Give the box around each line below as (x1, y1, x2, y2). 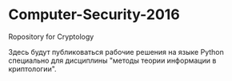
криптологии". (8, 64, 58, 73)
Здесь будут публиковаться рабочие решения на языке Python (8, 47, 224, 56)
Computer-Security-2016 (8, 6, 180, 24)
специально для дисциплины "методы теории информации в (8, 56, 217, 65)
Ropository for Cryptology (8, 32, 94, 41)
